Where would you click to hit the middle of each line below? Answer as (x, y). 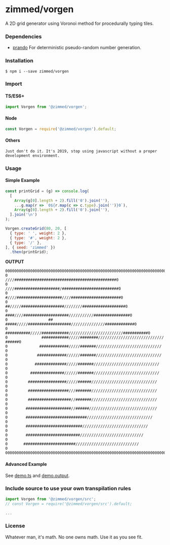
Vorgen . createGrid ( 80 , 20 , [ (36, 229)
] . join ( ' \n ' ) (24, 215)
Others (13, 140)
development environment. (32, 156)
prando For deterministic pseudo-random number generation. (77, 48)
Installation (19, 61)
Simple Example (23, 180)
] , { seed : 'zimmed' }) (30, 247)
